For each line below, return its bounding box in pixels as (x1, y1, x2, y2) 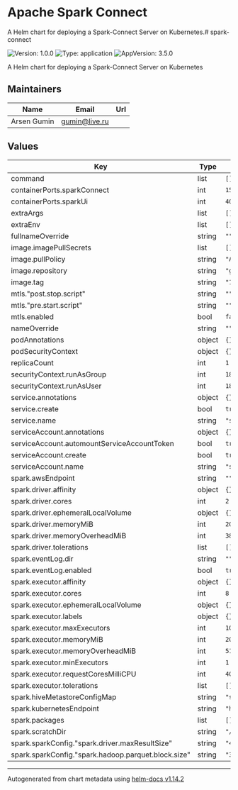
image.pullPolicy (11, 254, 66, 264)
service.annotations (11, 392, 77, 402)
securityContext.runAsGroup (11, 369, 107, 379)
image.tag (11, 277, 45, 287)
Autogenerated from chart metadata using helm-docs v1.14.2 (7, 774, 184, 783)
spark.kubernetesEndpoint (11, 703, 99, 713)
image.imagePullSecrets (11, 243, 92, 252)
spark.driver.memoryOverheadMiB (11, 530, 127, 540)
